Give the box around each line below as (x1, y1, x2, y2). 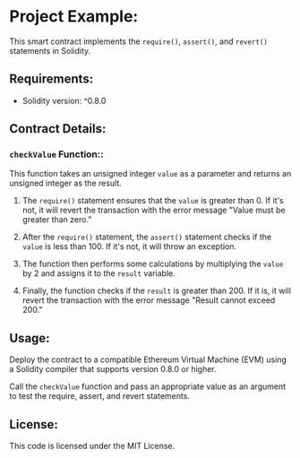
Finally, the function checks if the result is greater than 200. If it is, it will (21, 285, 291, 297)
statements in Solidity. (9, 45, 91, 56)
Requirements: (9, 72, 94, 87)
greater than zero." (21, 214, 92, 225)
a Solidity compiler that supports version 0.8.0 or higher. (9, 364, 217, 375)
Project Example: (9, 6, 139, 27)
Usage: (9, 330, 51, 346)
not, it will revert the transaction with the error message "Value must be (21, 204, 286, 216)
